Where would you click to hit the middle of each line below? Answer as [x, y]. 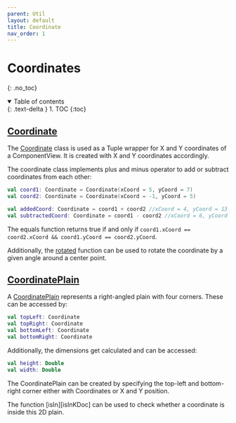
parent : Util [26, 14]
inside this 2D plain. [36, 412]
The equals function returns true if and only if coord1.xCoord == [99, 229]
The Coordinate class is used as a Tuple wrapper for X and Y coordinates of [117, 148]
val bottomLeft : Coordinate [48, 331]
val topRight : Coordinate [45, 324]
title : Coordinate [34, 27]
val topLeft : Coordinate [44, 317]
